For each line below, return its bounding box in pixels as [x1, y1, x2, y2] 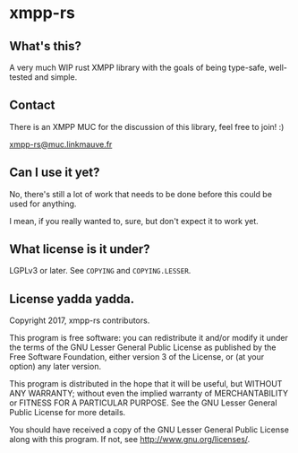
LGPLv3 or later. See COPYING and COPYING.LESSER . [9, 266, 192, 276]
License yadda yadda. [9, 291, 135, 307]
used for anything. [9, 198, 77, 209]
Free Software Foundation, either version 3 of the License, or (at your [9, 352, 265, 362]
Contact [9, 98, 55, 113]
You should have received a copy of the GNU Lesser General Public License [9, 424, 289, 435]
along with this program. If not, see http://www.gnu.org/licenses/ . [9, 434, 251, 445]
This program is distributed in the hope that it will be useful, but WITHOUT [9, 379, 283, 389]
